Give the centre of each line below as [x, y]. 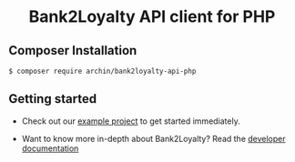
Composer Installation [73, 51]
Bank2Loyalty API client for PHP [152, 17]
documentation [50, 148]
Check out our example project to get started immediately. [131, 121]
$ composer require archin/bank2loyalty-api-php [102, 71]
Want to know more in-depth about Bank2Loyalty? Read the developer [153, 138]
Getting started [53, 99]
